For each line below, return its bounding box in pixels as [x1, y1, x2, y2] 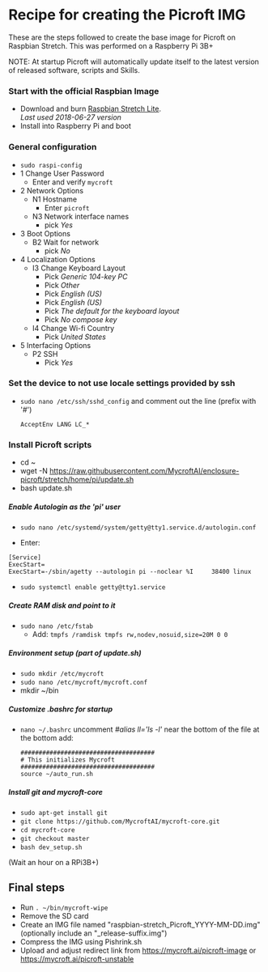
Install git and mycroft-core [8, 787, 104, 796]
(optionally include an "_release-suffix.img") [19, 928, 168, 938]
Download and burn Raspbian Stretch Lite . [19, 104, 162, 114]
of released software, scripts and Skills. [8, 65, 140, 74]
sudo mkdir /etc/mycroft [19, 670, 104, 678]
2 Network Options [19, 185, 83, 195]
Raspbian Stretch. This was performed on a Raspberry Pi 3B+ [8, 40, 214, 50]
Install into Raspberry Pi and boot [19, 121, 132, 131]
